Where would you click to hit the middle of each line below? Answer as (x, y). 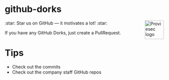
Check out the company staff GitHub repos (57, 72)
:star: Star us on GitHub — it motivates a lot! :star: (56, 23)
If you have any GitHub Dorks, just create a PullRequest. (63, 32)
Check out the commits (36, 66)
